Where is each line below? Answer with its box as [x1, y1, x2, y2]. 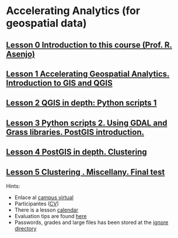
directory [14, 225, 37, 232]
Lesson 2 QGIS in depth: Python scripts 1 [6, 98, 157, 108]
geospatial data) [6, 16, 87, 30]
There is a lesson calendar [14, 206, 79, 213]
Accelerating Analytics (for [6, 4, 141, 18]
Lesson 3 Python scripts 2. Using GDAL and [6, 118, 167, 128]
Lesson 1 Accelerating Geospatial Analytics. [6, 69, 170, 79]
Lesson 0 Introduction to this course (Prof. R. [6, 40, 172, 50]
